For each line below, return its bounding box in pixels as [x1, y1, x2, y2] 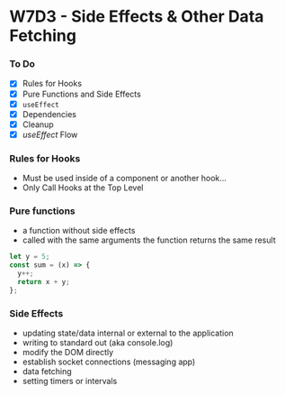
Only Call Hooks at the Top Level [22, 182, 144, 193]
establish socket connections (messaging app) [22, 356, 196, 367]
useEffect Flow [22, 129, 78, 140]
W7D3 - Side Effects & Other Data [9, 6, 264, 27]
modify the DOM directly [22, 347, 114, 358]
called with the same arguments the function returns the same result [22, 234, 276, 245]
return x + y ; [17, 278, 70, 287]
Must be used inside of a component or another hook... [22, 173, 227, 184]
